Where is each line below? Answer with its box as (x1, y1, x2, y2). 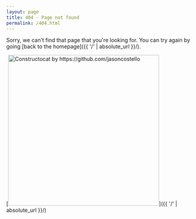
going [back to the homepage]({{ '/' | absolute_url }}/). (6, 43, 141, 50)
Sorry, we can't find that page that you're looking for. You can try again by (6, 37, 191, 44)
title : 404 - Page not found (6, 14, 80, 21)
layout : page (6, 8, 39, 15)
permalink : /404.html (6, 20, 61, 26)
